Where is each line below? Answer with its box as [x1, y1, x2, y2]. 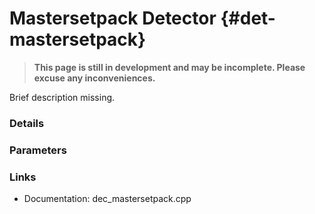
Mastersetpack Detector [9, 7, 217, 30]
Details [9, 116, 45, 130]
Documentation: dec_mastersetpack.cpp [23, 193, 192, 205]
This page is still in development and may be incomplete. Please [33, 61, 306, 73]
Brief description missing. [9, 91, 116, 103]
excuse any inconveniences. [33, 72, 156, 84]
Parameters [9, 143, 67, 157]
